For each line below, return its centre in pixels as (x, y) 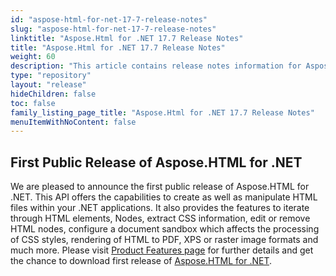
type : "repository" (51, 76)
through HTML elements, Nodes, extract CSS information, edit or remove (160, 218)
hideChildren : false (53, 94)
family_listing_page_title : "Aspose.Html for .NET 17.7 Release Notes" (162, 112)
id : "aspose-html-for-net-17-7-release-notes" (109, 19)
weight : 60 (33, 57)
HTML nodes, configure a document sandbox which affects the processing (165, 229)
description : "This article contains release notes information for (156, 66)
